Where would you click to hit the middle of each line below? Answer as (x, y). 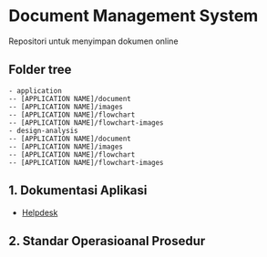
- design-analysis (43, 130)
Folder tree (40, 70)
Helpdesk (40, 212)
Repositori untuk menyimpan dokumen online (93, 41)
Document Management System (133, 16)
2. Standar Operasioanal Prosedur (107, 241)
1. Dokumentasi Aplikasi (78, 191)
